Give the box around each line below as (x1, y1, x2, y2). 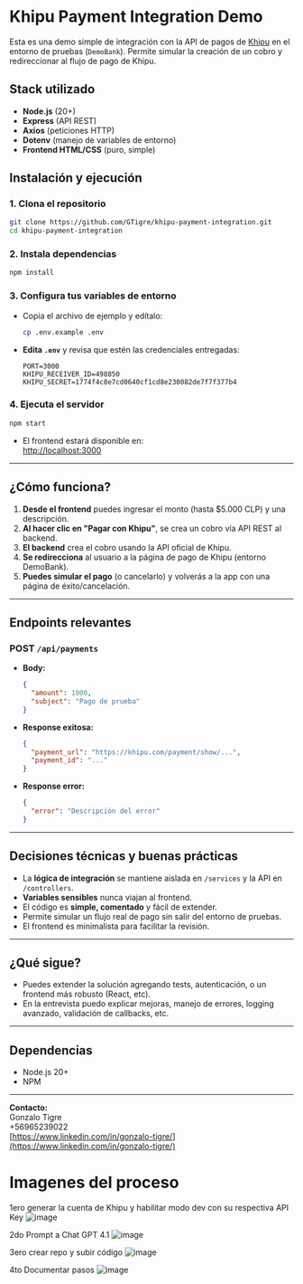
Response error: (22, 780, 86, 792)
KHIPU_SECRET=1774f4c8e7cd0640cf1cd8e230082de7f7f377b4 (22, 377, 237, 386)
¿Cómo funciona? (9, 479, 111, 495)
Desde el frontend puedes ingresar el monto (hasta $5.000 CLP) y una (22, 504, 286, 515)
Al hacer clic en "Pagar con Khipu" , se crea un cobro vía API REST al (22, 523, 282, 533)
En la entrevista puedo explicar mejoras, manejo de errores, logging (22, 998, 275, 1009)
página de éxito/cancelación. (22, 581, 131, 591)
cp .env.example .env (22, 327, 104, 336)
